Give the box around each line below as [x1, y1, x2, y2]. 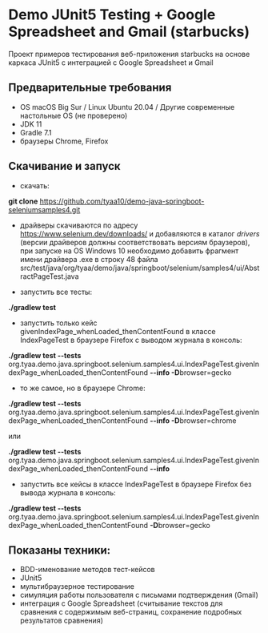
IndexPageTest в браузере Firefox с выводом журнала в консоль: [19, 335, 242, 345]
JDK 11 [19, 119, 42, 129]
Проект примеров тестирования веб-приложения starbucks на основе [8, 49, 250, 58]
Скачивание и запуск [8, 159, 122, 173]
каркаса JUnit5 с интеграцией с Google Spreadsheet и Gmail [8, 58, 214, 67]
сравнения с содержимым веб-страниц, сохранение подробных [19, 607, 242, 617]
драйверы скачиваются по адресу [19, 220, 138, 230]
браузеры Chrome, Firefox [19, 136, 109, 146]
